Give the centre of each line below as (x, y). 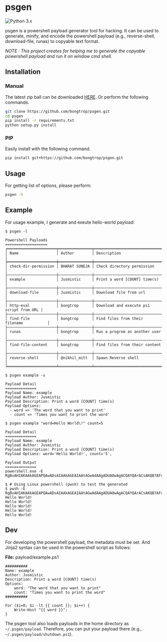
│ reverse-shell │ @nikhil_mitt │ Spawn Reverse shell (72, 358)
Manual (14, 86)
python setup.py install (31, 125)
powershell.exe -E (24, 471)
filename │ (28, 323)
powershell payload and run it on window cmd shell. (59, 56)
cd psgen (14, 116)
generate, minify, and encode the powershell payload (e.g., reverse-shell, (80, 36)
